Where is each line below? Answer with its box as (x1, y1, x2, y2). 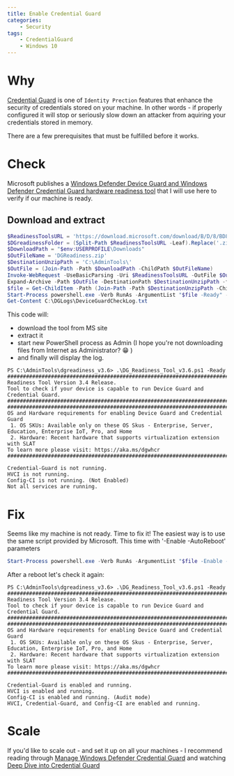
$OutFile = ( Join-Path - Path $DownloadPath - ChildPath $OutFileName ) (7, 265, 214, 272)
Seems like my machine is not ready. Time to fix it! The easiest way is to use (7, 529, 226, 538)
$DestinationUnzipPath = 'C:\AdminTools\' (7, 259, 132, 266)
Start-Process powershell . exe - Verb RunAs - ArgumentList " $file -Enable (7, 558, 223, 565)
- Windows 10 (19, 43, 58, 50)
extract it (17, 331, 43, 339)
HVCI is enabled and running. (7, 688, 95, 695)
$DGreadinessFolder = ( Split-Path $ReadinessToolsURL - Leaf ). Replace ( (7, 239, 217, 247)
